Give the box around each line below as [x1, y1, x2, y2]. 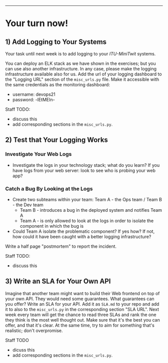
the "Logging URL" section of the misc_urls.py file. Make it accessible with [5, 76, 159, 82]
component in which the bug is [19, 223, 84, 229]
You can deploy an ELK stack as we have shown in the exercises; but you [5, 60, 156, 66]
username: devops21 [12, 91, 56, 97]
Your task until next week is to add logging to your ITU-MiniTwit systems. [5, 51, 156, 56]
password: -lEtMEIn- [12, 97, 55, 102]
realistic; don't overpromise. [5, 328, 63, 334]
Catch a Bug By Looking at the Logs [5, 185, 93, 192]
